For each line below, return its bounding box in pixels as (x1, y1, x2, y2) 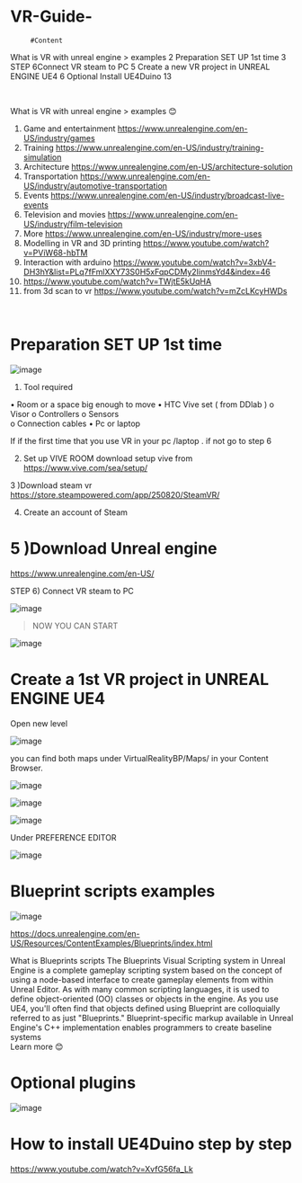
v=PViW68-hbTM (22, 247, 88, 258)
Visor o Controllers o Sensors (10, 408, 120, 419)
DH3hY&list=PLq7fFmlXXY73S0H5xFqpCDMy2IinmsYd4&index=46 (22, 266, 271, 277)
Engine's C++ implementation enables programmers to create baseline (10, 1022, 272, 1033)
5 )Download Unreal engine (10, 538, 218, 559)
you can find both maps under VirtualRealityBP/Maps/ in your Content (10, 752, 269, 763)
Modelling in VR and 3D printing (22, 237, 142, 248)
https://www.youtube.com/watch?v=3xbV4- (112, 256, 277, 267)
